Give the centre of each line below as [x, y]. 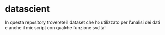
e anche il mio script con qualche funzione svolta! [55, 27]
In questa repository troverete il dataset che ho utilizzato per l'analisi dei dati [82, 22]
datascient [28, 9]
